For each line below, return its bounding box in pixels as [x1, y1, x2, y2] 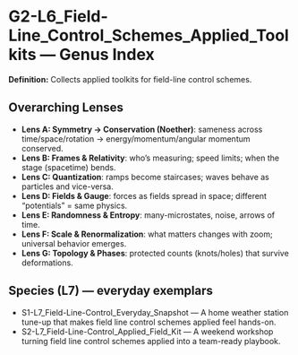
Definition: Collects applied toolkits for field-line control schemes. [8, 74, 252, 84]
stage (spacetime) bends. [21, 161, 116, 172]
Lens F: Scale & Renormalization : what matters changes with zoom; [21, 229, 274, 239]
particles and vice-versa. [21, 181, 114, 192]
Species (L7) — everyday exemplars [8, 283, 214, 299]
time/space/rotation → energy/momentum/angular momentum [21, 133, 251, 144]
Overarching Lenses [8, 100, 124, 116]
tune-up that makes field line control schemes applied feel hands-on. [21, 316, 277, 327]
